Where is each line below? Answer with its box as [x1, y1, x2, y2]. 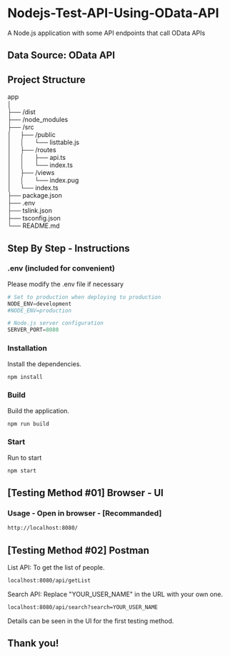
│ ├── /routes [7, 146, 56, 154]
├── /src [7, 123, 34, 131]
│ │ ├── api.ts [7, 153, 66, 162]
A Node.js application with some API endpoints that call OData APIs [7, 29, 206, 37]
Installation [7, 343, 48, 353]
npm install [7, 373, 43, 380]
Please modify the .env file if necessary [7, 280, 124, 288]
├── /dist [7, 108, 36, 116]
